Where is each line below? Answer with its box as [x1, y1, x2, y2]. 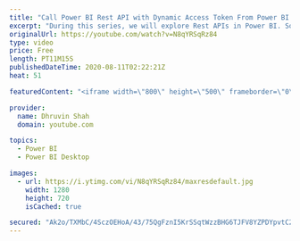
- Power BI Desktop [17, 153, 90, 162]
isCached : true [25, 202, 82, 211]
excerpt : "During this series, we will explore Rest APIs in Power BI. [9, 21, 281, 30]
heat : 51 [9, 71, 42, 80]
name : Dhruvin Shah [17, 112, 90, 120]
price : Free [9, 46, 54, 55]
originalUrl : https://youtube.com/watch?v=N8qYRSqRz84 [9, 29, 218, 38]
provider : [9, 104, 46, 112]
